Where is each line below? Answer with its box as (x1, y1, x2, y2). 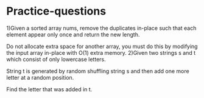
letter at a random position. (6, 74, 74, 81)
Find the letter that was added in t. (6, 85, 93, 93)
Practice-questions (6, 4, 107, 18)
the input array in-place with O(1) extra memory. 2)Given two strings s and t (6, 49, 196, 56)
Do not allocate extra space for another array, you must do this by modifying (6, 43, 198, 50)
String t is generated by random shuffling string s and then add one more (6, 67, 190, 74)
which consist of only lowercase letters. (6, 55, 106, 63)
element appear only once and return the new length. (6, 30, 140, 38)
